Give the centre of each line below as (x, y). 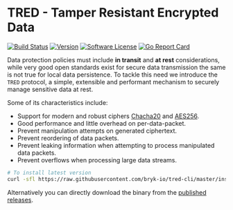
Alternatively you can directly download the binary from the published (107, 192)
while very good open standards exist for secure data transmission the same (116, 67)
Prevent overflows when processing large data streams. (97, 160)
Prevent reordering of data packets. (68, 138)
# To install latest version (49, 173)
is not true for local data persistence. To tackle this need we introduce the (113, 75)
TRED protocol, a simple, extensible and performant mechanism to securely (113, 82)
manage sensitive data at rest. (50, 89)
